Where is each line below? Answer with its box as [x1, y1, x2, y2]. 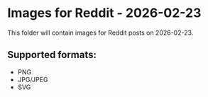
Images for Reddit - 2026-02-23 [7, 5, 202, 21]
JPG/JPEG [17, 75, 48, 84]
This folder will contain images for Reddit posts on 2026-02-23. [7, 28, 194, 37]
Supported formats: [7, 49, 97, 61]
